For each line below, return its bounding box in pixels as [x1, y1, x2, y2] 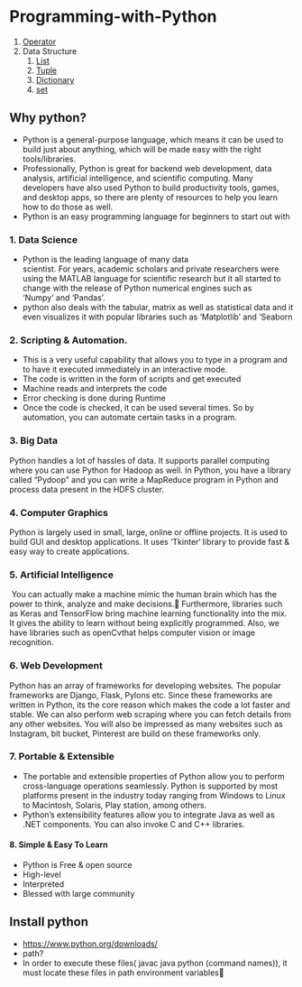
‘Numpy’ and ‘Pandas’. [22, 292, 105, 303]
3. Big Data [9, 435, 59, 447]
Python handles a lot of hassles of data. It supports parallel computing [9, 455, 270, 466]
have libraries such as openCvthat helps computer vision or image [9, 627, 255, 638]
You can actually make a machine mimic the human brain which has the [11, 589, 278, 600]
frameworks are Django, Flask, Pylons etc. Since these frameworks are [9, 689, 273, 700]
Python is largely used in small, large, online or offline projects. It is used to [9, 526, 288, 538]
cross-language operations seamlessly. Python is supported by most [22, 780, 279, 791]
